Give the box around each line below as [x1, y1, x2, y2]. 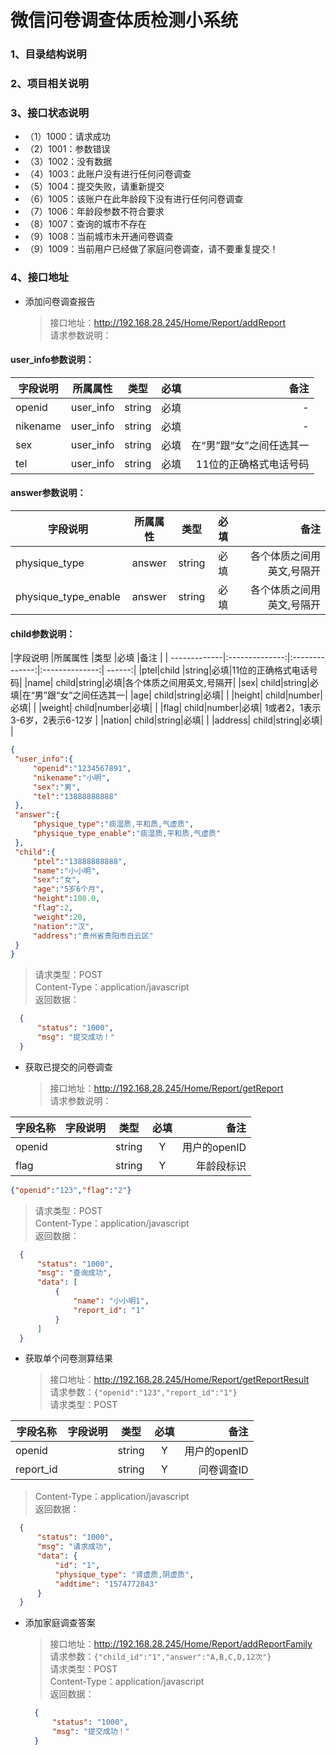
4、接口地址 [10, 271, 69, 285]
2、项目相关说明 [10, 77, 89, 91]
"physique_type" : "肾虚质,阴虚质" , [54, 1569, 195, 1580]
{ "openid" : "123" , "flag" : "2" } [10, 1185, 132, 1195]
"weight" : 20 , [32, 912, 87, 922]
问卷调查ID [198, 1463, 249, 1477]
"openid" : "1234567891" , [32, 763, 132, 773]
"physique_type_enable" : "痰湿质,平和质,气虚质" [32, 829, 222, 839]
